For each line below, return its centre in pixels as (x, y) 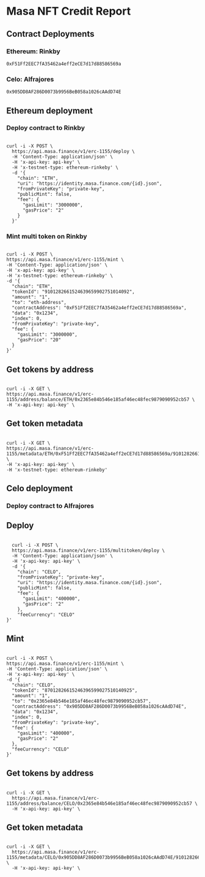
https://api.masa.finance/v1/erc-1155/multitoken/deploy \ (88, 550)
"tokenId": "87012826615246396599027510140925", (75, 690)
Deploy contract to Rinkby (46, 128)
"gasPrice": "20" (39, 340)
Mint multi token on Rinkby (47, 236)
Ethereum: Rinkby (34, 51)
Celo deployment (40, 488)
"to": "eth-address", (39, 303)
